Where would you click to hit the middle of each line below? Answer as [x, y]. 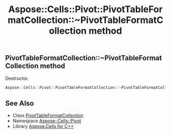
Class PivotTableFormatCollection [48, 116]
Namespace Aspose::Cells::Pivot [47, 121]
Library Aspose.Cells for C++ [43, 126]
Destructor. [17, 78]
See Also [20, 103]
